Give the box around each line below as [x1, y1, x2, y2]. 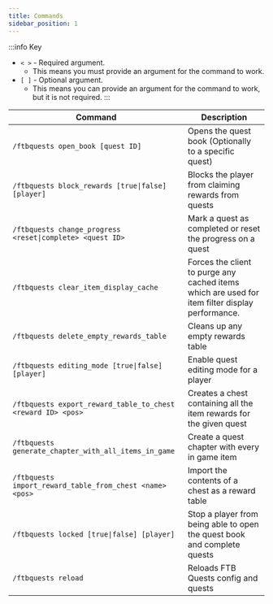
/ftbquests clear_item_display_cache [12, 282, 158, 292]
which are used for [188, 286, 260, 298]
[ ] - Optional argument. [19, 75, 103, 85]
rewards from [188, 189, 240, 200]
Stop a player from [188, 508, 258, 519]
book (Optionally [188, 135, 252, 146]
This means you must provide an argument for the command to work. [32, 66, 265, 76]
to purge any [188, 266, 236, 277]
